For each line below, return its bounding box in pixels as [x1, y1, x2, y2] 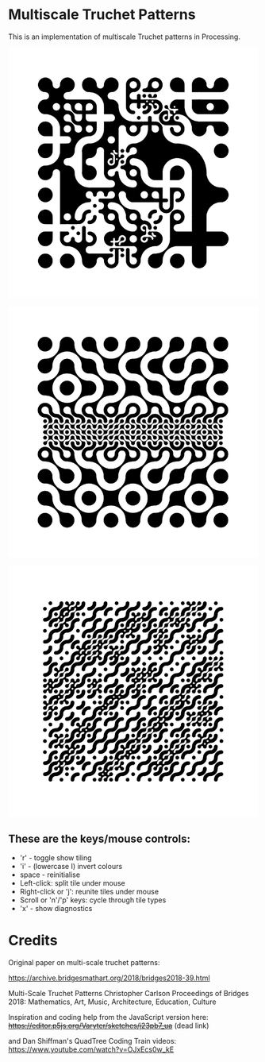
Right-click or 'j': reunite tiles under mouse [19, 887, 159, 897]
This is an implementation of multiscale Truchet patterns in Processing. [8, 32, 240, 41]
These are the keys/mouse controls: [8, 832, 190, 845]
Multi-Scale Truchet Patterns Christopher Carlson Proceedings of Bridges [8, 989, 249, 998]
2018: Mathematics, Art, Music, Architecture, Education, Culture [8, 997, 217, 1006]
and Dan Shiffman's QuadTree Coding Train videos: [8, 1037, 177, 1046]
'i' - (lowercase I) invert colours [19, 862, 123, 871]
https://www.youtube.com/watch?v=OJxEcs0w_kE [8, 1045, 175, 1054]
